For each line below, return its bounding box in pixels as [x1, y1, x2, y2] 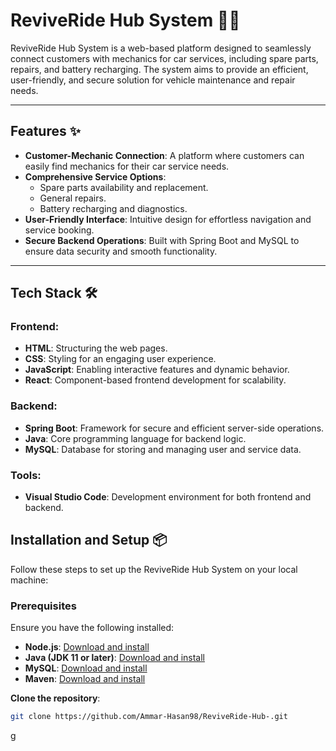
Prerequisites [10, 599, 77, 613]
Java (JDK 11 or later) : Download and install [24, 652, 205, 664]
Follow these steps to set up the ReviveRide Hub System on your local [10, 563, 298, 575]
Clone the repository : [10, 692, 101, 704]
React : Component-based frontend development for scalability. [24, 374, 287, 386]
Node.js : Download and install [24, 641, 150, 653]
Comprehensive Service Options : [24, 170, 167, 183]
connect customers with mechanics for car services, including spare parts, [10, 52, 319, 64]
